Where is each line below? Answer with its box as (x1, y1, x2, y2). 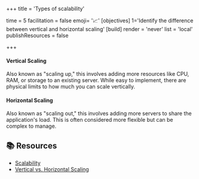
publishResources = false (6, 32, 69, 39)
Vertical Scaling (6, 57, 47, 64)
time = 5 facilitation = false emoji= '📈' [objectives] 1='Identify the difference (6, 17, 194, 24)
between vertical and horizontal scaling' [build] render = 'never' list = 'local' (6, 26, 193, 32)
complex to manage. (6, 122, 57, 130)
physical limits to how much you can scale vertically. (6, 83, 136, 90)
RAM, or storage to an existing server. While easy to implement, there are (6, 77, 186, 84)
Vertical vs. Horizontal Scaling (14, 166, 90, 173)
